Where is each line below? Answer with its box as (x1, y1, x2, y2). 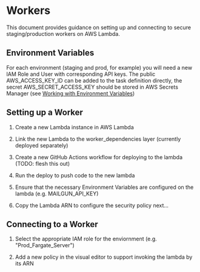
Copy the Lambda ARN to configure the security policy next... (15, 202, 168, 209)
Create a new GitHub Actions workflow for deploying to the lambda (15, 153, 183, 161)
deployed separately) (15, 141, 68, 149)
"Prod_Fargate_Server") (15, 242, 75, 249)
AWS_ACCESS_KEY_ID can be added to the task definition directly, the (6, 76, 182, 84)
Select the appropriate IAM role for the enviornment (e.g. (15, 235, 158, 243)
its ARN (15, 260, 35, 267)
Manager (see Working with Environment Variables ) (6, 89, 135, 97)
